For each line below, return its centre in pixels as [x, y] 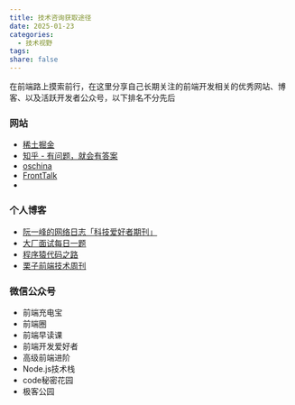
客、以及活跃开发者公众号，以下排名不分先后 [92, 97]
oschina [37, 166]
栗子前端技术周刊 [54, 265]
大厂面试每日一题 [54, 243]
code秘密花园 [48, 380]
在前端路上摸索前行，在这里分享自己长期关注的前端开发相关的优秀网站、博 [147, 86]
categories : [32, 34]
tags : [19, 51]
